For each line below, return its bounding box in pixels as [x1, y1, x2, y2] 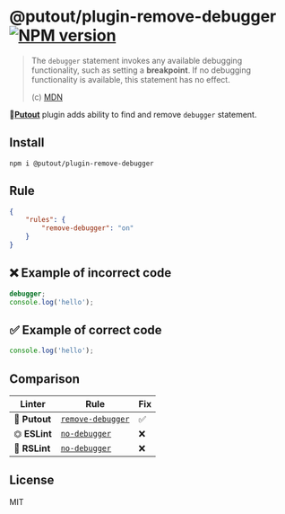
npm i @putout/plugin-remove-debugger [9, 159, 154, 168]
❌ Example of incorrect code [9, 265, 172, 280]
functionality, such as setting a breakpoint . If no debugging [30, 65, 252, 75]
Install [9, 135, 45, 150]
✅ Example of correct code [9, 322, 163, 338]
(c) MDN [30, 92, 63, 102]
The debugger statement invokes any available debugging [30, 55, 243, 66]
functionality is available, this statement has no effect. [30, 74, 230, 84]
